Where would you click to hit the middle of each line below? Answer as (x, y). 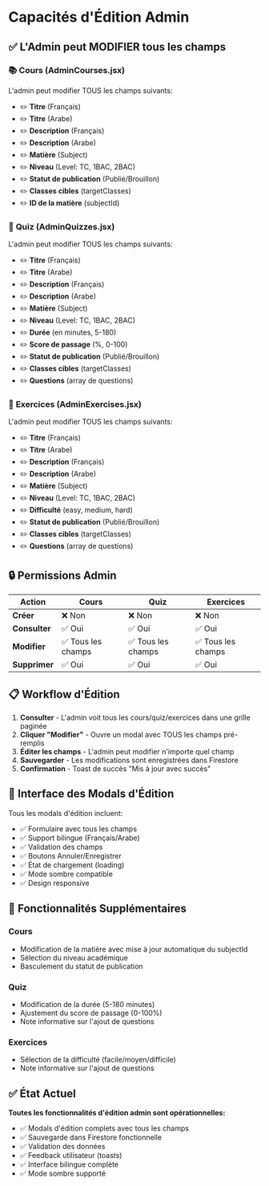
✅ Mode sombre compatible (66, 874)
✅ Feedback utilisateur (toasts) (71, 1155)
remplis (32, 743)
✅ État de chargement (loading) (72, 865)
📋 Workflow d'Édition (64, 694)
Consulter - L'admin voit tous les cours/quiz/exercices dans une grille (135, 717)
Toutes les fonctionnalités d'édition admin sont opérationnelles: (117, 1113)
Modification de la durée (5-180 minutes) (87, 1004)
